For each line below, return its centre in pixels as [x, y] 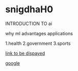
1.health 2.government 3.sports [38, 43]
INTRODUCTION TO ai [29, 23]
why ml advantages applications [39, 33]
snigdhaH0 [29, 9]
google [13, 63]
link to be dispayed [25, 53]
